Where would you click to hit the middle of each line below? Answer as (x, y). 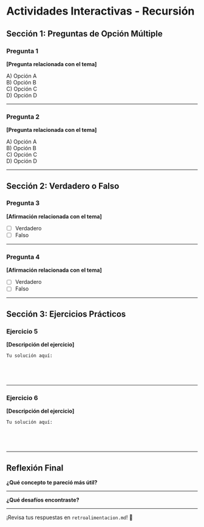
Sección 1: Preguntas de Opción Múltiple (84, 34)
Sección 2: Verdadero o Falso (63, 186)
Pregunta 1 (22, 51)
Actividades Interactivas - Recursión (100, 11)
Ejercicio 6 (22, 398)
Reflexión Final (35, 468)
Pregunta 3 (23, 203)
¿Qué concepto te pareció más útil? (52, 483)
